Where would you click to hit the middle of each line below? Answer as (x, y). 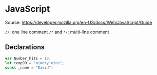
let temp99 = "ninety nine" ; (35, 63)
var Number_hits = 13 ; (28, 58)
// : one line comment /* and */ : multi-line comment (57, 32)
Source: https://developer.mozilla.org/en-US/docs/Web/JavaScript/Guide (78, 22)
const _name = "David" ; (29, 67)
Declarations (25, 47)
